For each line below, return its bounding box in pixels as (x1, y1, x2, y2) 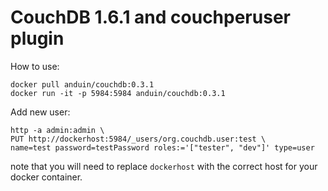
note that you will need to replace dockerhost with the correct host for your (10, 160, 318, 172)
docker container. (10, 171, 83, 183)
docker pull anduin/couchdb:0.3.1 (10, 79, 155, 90)
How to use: (10, 60, 60, 72)
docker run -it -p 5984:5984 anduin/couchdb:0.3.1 (10, 88, 226, 98)
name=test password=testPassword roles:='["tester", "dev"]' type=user (10, 142, 315, 153)
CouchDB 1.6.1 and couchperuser (10, 6, 291, 29)
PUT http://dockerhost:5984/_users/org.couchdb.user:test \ (10, 134, 267, 144)
